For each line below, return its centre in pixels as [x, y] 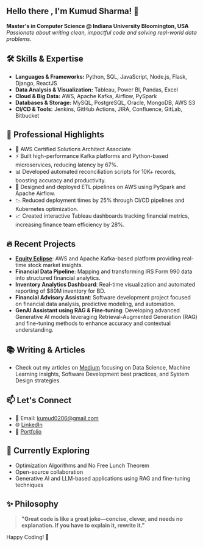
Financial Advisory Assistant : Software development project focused [103, 298]
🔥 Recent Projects [41, 244]
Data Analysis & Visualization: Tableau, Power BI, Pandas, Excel [97, 90]
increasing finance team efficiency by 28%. [70, 225]
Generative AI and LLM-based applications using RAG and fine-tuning [103, 478]
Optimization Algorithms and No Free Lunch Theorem [82, 465]
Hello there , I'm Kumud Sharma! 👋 [73, 11]
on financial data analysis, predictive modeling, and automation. [95, 304]
